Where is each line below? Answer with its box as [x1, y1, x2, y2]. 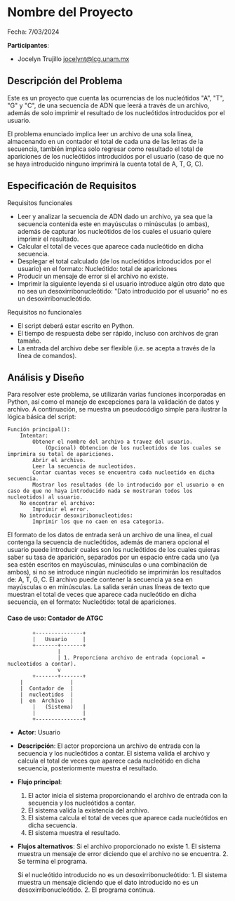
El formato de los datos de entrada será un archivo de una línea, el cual [7, 531, 213, 539]
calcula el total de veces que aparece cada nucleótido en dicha [17, 756, 201, 765]
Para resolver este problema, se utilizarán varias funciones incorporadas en [7, 390, 226, 399]
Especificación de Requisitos [7, 180, 137, 192]
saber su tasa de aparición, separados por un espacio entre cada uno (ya [7, 553, 220, 562]
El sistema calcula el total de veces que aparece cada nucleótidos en [27, 813, 228, 822]
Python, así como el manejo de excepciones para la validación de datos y [7, 397, 220, 406]
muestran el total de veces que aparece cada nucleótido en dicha [7, 591, 196, 599]
